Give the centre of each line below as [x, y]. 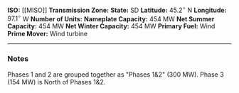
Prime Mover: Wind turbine [47, 34]
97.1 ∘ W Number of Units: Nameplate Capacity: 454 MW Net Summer [111, 18]
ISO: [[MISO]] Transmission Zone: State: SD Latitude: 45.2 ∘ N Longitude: [117, 10]
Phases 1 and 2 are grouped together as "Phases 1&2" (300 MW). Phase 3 [116, 74]
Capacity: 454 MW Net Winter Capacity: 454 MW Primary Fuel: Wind [111, 26]
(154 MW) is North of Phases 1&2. [57, 82]
